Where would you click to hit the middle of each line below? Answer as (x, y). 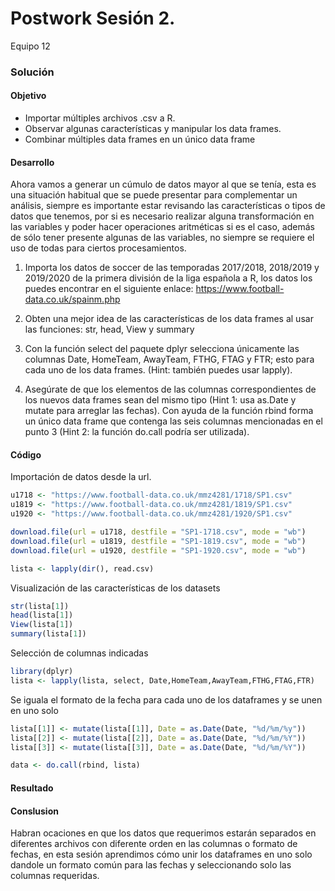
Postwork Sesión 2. (93, 18)
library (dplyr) (42, 672)
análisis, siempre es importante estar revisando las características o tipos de (168, 206)
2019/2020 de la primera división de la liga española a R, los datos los (168, 278)
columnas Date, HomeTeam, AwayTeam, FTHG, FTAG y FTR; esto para (169, 359)
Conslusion (34, 811)
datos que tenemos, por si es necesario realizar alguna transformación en (162, 216)
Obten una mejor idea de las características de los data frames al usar (169, 319)
